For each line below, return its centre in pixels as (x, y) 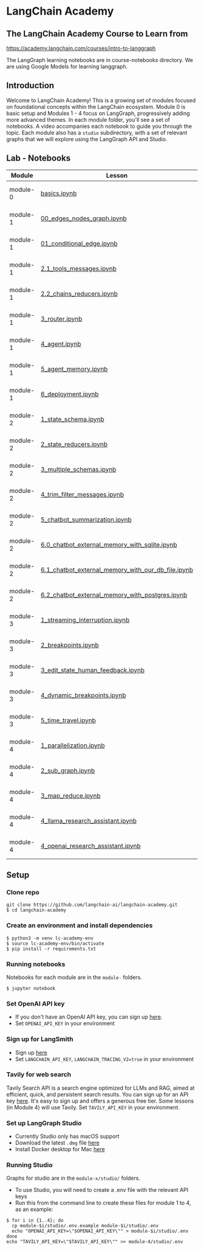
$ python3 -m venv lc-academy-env (50, 938)
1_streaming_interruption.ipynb (85, 620)
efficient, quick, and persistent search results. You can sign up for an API (97, 1094)
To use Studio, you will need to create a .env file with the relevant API (102, 1190)
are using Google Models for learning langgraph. (67, 66)
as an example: (34, 1210)
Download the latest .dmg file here (57, 1143)
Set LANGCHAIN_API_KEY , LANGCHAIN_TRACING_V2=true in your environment (104, 1059)
